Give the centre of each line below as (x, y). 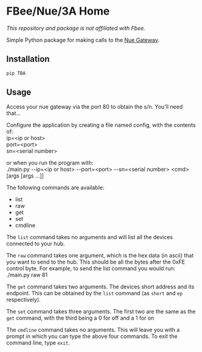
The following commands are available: (55, 188)
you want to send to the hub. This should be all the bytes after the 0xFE (96, 262)
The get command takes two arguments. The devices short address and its (100, 287)
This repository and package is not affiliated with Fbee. (76, 28)
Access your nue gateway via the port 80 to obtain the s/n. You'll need (95, 107)
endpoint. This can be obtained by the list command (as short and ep (95, 293)
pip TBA (16, 73)
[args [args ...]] (25, 176)
